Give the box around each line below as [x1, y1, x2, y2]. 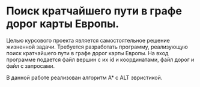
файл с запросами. [6, 62, 55, 70]
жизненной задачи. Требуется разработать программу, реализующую [6, 43, 188, 50]
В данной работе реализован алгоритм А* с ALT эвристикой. [6, 74, 163, 81]
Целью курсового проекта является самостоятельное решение [6, 37, 170, 44]
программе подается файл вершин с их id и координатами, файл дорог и [6, 56, 195, 63]
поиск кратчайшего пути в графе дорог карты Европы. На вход [6, 49, 169, 56]
